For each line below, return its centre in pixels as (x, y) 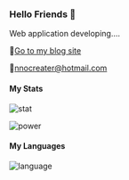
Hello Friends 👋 (43, 14)
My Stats (26, 88)
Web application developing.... (65, 34)
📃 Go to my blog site (45, 51)
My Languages (37, 146)
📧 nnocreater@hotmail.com (58, 68)
